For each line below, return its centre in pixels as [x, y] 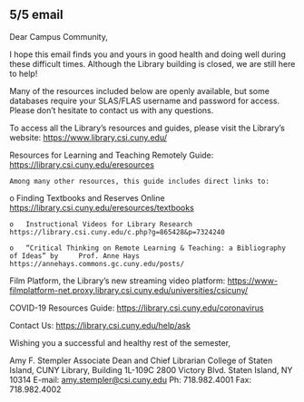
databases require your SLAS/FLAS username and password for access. [144, 100]
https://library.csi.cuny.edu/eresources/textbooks [102, 207]
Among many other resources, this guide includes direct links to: [140, 181]
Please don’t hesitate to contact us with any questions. [112, 110]
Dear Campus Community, [59, 36]
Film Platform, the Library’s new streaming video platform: [118, 281]
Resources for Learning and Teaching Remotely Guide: [112, 155]
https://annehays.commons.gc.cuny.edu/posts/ [97, 263]
